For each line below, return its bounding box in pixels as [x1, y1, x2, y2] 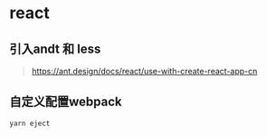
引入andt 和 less [9, 41, 101, 56]
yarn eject [9, 119, 51, 128]
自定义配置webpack [9, 94, 122, 110]
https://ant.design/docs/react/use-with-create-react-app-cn [31, 66, 258, 76]
